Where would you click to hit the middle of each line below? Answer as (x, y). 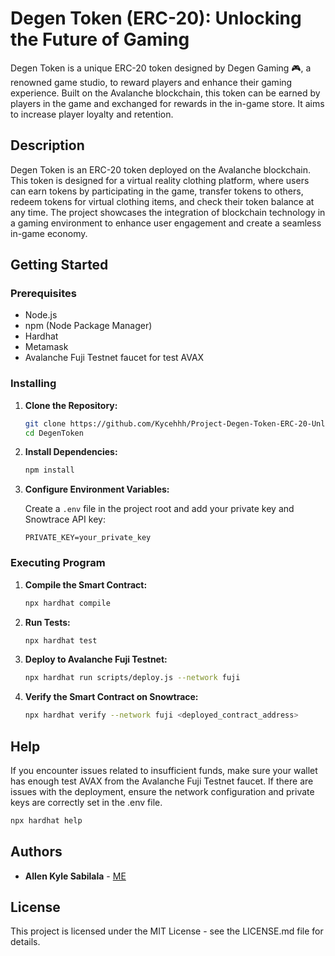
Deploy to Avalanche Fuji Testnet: (96, 659)
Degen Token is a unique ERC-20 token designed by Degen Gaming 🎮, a (161, 68)
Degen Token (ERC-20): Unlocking (156, 18)
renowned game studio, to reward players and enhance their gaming (151, 82)
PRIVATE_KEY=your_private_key (88, 538)
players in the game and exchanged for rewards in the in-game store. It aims (167, 103)
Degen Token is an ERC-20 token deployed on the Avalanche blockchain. (161, 169)
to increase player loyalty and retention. (92, 114)
